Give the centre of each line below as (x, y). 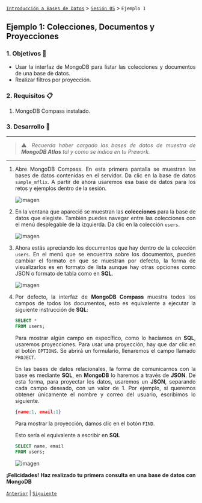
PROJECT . (25, 357)
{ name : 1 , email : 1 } (38, 412)
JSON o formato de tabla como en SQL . (64, 274)
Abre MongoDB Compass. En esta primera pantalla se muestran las (105, 169)
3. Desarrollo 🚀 (28, 127)
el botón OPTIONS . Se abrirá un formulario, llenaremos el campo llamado (105, 351)
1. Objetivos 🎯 (26, 54)
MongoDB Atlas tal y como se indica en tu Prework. (85, 152)
